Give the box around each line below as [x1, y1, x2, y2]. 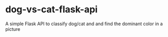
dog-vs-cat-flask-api [5, 4, 98, 15]
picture [5, 26, 21, 32]
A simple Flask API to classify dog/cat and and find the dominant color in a [5, 21, 163, 27]
